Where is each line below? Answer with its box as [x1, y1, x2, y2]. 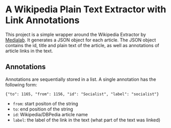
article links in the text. [5, 48, 53, 54]
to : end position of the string [12, 106, 73, 112]
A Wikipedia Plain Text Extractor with [5, 4, 166, 15]
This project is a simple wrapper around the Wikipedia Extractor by [5, 31, 146, 37]
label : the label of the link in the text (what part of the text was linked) [12, 117, 161, 123]
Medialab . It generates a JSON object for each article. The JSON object [5, 37, 156, 43]
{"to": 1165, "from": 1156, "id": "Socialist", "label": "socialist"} [5, 91, 159, 97]
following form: [5, 81, 37, 88]
